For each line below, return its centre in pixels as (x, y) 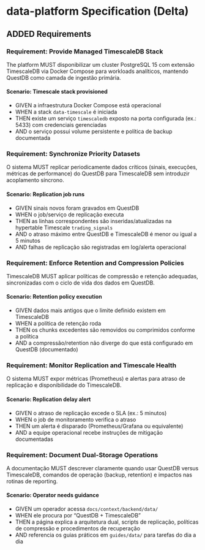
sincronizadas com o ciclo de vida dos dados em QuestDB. (80, 283)
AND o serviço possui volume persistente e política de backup (94, 132)
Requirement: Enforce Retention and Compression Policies (95, 263)
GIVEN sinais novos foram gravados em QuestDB (77, 208)
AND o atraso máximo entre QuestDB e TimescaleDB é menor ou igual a (106, 234)
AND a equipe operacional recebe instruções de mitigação (89, 432)
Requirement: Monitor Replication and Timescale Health (91, 365)
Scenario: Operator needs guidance (53, 495)
